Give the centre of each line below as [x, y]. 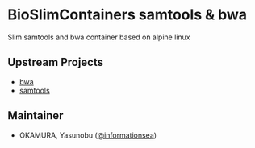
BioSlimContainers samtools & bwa [127, 15]
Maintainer [36, 115]
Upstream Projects [56, 62]
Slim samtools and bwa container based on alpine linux [99, 37]
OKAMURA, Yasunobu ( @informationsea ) [88, 135]
